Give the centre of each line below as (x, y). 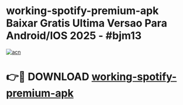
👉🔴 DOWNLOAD (48, 77)
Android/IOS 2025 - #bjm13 (74, 36)
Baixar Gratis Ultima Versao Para (87, 23)
